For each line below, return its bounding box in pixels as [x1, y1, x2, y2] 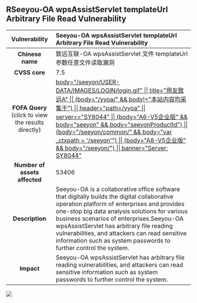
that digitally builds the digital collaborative [55, 192, 174, 200]
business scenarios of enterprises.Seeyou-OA [55, 214, 184, 223]
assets [20, 168, 39, 176]
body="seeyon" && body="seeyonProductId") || [55, 120, 188, 129]
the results [15, 118, 45, 126]
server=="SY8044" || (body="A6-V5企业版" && [55, 113, 188, 121]
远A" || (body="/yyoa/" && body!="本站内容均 [55, 95, 181, 103]
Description [12, 214, 47, 223]
